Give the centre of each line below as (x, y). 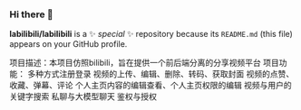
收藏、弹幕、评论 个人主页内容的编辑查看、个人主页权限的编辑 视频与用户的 (150, 86)
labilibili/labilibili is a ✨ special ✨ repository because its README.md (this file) (151, 34)
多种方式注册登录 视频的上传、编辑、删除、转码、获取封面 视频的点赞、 (160, 74)
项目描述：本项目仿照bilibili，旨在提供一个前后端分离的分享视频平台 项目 (144, 63)
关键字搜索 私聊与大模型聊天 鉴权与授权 (83, 96)
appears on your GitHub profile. (68, 44)
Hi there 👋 (32, 14)
